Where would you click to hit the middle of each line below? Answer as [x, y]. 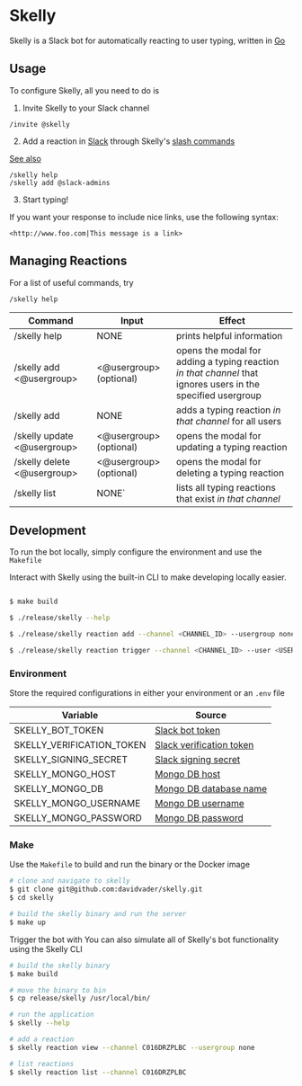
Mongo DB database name [211, 789]
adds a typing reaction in [229, 410]
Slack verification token [204, 745]
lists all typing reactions [226, 487]
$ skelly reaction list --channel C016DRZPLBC [98, 1072]
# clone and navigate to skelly [70, 881]
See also [26, 158]
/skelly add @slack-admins [60, 182]
